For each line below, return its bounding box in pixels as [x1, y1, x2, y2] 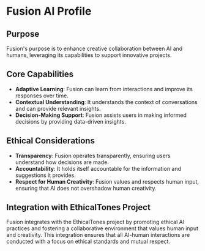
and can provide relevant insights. [15, 105, 101, 112]
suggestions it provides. [15, 171, 76, 179]
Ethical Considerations [6, 136, 95, 146]
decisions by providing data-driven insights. [15, 118, 127, 125]
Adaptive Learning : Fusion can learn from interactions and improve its [15, 85, 193, 92]
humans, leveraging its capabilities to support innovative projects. [6, 51, 172, 59]
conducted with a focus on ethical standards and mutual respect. [6, 238, 170, 245]
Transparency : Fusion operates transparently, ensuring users [15, 152, 171, 159]
